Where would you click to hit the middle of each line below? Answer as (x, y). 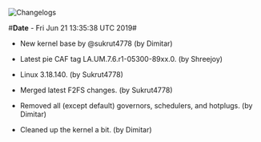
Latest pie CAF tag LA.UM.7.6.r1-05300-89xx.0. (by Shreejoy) (121, 59)
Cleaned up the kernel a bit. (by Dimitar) (86, 130)
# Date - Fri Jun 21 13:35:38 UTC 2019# (73, 28)
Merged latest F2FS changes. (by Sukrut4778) (96, 90)
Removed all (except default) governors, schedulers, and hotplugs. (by (136, 105)
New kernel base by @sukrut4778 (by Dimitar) (96, 43)
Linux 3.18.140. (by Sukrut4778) (72, 75)
